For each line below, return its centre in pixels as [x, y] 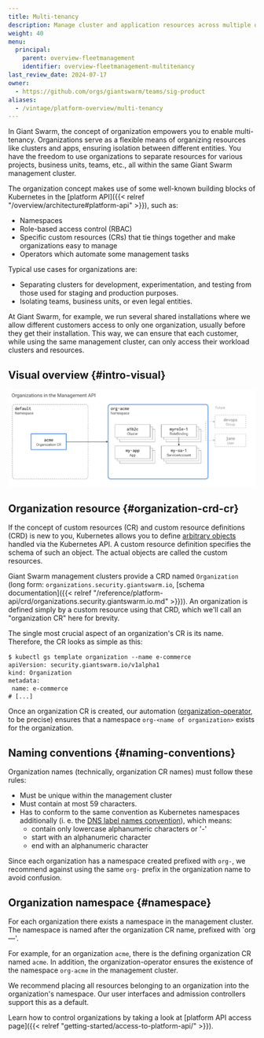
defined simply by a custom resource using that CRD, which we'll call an [125, 610]
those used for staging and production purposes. [99, 293]
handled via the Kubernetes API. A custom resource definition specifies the [130, 545]
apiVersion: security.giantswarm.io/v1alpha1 [84, 665]
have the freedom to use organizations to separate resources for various [126, 157]
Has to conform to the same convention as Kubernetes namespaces [130, 813]
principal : [33, 50]
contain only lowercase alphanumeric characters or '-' [119, 829]
